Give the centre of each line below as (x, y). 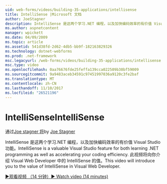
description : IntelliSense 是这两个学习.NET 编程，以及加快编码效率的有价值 (79, 24)
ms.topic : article (24, 42)
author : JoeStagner (25, 19)
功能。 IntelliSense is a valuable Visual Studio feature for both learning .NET (82, 148)
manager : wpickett (24, 33)
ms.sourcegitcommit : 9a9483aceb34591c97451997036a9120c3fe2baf (72, 74)
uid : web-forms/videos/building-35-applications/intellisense (71, 10)
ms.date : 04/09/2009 (27, 38)
